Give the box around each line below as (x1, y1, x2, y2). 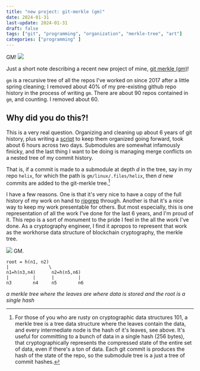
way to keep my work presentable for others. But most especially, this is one (6, 203, 193, 211)
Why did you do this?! (6, 113, 89, 123)
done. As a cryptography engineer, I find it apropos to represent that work (6, 222, 187, 230)
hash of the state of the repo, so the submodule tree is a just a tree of (14, 352, 186, 359)
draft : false (6, 25, 39, 32)
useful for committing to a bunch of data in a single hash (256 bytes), (14, 333, 185, 340)
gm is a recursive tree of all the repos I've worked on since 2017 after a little (6, 77, 189, 84)
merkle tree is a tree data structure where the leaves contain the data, (14, 320, 186, 327)
